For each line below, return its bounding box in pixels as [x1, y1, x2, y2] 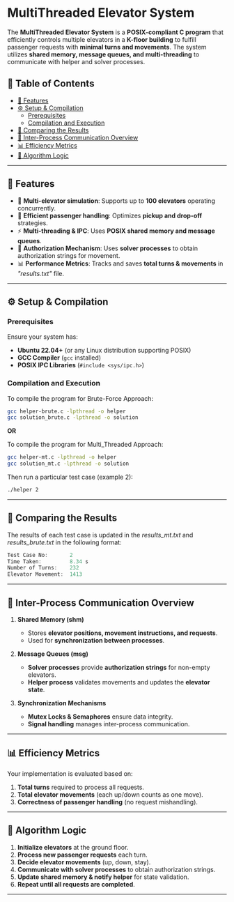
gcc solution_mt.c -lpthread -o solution [7, 460, 130, 468]
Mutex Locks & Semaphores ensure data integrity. [27, 712, 173, 721]
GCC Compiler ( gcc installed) [17, 353, 102, 362]
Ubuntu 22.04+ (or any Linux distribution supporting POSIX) [17, 346, 192, 355]
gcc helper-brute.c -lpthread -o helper [7, 408, 127, 415]
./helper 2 [7, 487, 39, 494]
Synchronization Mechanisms [17, 699, 107, 708]
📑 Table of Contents [7, 78, 95, 90]
